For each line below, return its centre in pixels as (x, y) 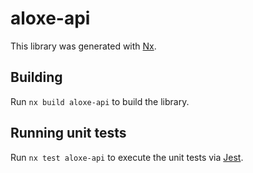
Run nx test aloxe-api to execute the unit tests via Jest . (127, 157)
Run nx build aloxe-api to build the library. (100, 101)
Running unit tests (68, 133)
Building (36, 77)
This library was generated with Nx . (83, 46)
